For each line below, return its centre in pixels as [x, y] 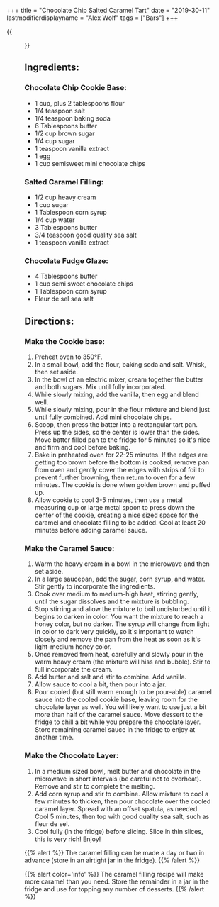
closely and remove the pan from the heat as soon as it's [118, 639]
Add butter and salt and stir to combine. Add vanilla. [111, 677]
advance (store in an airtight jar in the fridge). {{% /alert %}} [112, 860]
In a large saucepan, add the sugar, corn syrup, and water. [120, 579]
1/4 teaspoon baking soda [72, 118]
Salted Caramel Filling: [64, 182]
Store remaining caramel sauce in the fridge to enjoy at [115, 730]
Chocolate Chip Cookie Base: [75, 88]
